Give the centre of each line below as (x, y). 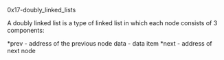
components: (26, 30)
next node (21, 51)
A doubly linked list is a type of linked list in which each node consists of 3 (112, 23)
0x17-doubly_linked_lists (42, 10)
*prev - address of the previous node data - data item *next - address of (110, 43)
